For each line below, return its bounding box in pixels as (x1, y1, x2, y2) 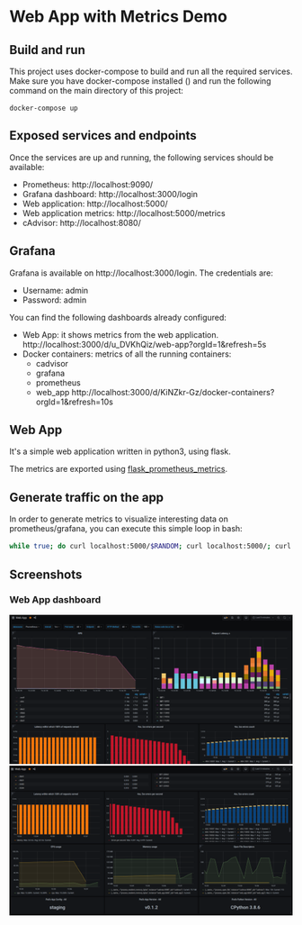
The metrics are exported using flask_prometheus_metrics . (9, 464, 228, 475)
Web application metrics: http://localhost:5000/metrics (22, 207, 226, 218)
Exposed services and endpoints (9, 128, 198, 143)
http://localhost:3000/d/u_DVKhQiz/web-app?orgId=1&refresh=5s (22, 339, 267, 349)
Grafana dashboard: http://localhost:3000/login (22, 188, 199, 199)
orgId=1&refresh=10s (35, 396, 114, 407)
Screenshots (9, 567, 83, 582)
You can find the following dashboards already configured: (9, 312, 227, 322)
